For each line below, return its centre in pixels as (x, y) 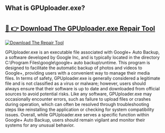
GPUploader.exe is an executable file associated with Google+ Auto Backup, (82, 52)
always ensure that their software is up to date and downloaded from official (82, 89)
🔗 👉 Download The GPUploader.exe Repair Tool (80, 28)
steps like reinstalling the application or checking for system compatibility (80, 109)
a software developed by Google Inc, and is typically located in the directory (82, 57)
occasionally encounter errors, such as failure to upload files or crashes (78, 99)
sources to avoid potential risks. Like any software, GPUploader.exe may (78, 94)
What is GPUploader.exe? (45, 8)
